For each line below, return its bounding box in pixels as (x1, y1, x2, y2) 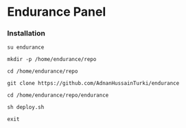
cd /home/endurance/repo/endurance (7, 92, 109, 99)
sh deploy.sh (7, 104, 45, 111)
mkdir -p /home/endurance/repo (7, 56, 97, 63)
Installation (7, 29, 46, 38)
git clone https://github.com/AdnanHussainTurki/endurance (7, 80, 180, 87)
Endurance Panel (7, 4, 106, 20)
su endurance (7, 44, 45, 51)
